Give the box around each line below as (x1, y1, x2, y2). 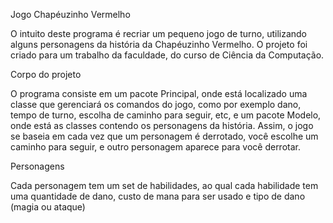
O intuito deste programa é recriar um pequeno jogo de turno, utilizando (10, 28, 307, 39)
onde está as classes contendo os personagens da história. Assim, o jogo (10, 120, 314, 131)
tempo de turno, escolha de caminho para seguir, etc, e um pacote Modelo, (10, 109, 322, 121)
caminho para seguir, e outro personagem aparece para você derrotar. (10, 141, 301, 153)
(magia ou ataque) (10, 201, 86, 213)
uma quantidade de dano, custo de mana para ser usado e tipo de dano (10, 190, 306, 202)
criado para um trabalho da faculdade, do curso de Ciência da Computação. (10, 49, 325, 61)
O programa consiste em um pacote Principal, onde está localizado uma (10, 88, 308, 99)
